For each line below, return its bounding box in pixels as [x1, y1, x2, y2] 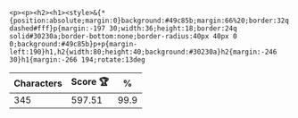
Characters [13, 77, 62, 89]
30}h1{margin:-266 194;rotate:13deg [9, 55, 145, 64]
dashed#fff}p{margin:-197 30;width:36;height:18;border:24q [9, 24, 238, 33]
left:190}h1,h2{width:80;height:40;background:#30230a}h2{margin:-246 [9, 47, 277, 56]
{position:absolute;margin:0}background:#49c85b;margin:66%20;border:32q [9, 16, 290, 25]
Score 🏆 [70, 76, 110, 88]
